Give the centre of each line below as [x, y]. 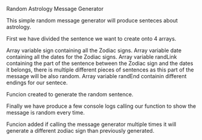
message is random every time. [45, 112]
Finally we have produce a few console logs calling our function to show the [101, 106]
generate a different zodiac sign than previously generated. [80, 131]
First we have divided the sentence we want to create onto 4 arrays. [91, 38]
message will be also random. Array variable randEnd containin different [96, 76]
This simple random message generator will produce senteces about [92, 20]
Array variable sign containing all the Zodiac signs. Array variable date [94, 50]
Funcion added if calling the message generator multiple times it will [91, 124]
